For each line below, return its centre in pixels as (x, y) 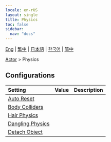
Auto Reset (21, 98)
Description (89, 90)
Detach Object (25, 132)
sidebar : (15, 29)
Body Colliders (26, 107)
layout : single (22, 15)
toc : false (17, 24)
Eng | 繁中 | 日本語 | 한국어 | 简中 (40, 49)
